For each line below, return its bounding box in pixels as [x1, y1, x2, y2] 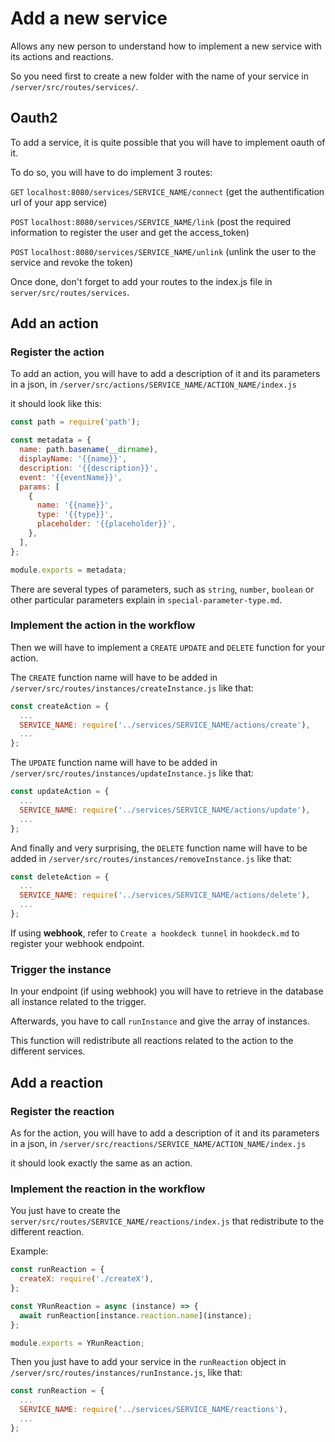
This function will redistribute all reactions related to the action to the [10, 1035, 294, 1047]
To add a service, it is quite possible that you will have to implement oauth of [10, 136, 326, 148]
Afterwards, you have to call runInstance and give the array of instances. [10, 1015, 310, 1027]
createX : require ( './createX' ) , [19, 1274, 155, 1284]
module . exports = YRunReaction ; [10, 1338, 145, 1348]
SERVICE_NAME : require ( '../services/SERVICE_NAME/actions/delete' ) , [19, 890, 311, 901]
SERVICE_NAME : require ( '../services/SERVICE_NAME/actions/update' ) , [19, 805, 311, 815]
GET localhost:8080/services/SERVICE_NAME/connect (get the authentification [10, 185, 325, 197]
